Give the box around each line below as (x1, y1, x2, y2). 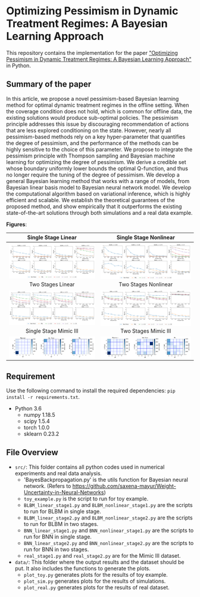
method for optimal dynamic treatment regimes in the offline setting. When (6, 101, 189, 109)
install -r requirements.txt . (6, 393, 80, 400)
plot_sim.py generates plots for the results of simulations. (23, 577, 166, 584)
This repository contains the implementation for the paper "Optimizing (6, 49, 179, 56)
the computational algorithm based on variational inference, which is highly (6, 190, 190, 197)
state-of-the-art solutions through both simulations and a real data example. (6, 209, 193, 216)
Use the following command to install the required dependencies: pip (6, 386, 176, 394)
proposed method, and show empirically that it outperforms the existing (6, 203, 182, 210)
